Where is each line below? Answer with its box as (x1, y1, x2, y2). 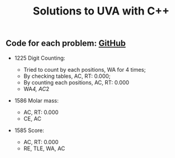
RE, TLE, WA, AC (23, 145, 65, 152)
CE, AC (23, 115, 42, 122)
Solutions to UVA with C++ (32, 4, 170, 18)
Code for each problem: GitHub (5, 38, 126, 49)
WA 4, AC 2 (23, 85, 50, 92)
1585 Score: (14, 127, 45, 134)
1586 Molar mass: (14, 96, 59, 104)
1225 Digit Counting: (14, 54, 65, 62)
